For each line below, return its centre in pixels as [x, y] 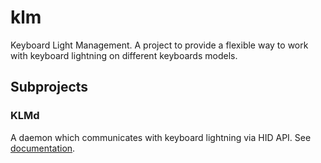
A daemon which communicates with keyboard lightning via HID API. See [161, 137]
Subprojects [49, 87]
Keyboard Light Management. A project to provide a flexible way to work [159, 45]
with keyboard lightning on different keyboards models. [124, 55]
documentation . [43, 148]
